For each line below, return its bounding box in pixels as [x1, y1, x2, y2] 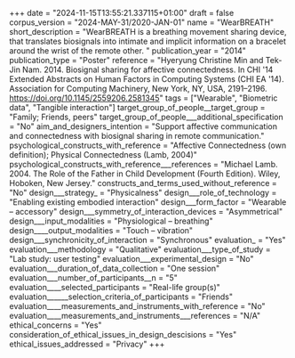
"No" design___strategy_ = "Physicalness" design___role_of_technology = [9, 187, 277, 198]
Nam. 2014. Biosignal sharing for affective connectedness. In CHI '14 [21, 64, 274, 75]
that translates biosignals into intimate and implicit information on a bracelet [9, 36, 287, 46]
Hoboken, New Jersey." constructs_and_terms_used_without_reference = [9, 178, 277, 188]
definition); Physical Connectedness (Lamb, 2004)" [9, 150, 198, 159]
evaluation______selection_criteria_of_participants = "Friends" [9, 291, 234, 302]
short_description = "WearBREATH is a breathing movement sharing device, [9, 27, 287, 37]
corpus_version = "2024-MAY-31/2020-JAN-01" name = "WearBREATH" [9, 17, 274, 28]
